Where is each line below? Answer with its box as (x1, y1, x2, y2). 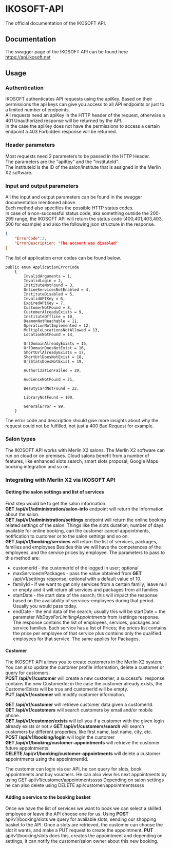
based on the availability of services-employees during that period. (12, 597, 155, 603)
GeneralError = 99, (24, 404, 66, 409)
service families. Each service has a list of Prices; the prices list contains (12, 624, 167, 631)
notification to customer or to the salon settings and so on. (5, 533, 129, 539)
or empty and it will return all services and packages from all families (12, 586, 159, 593)
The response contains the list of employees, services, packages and (12, 619, 160, 625)
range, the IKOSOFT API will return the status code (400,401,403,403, (14, 216, 163, 222)
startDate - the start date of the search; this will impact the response (12, 592, 158, 598)
